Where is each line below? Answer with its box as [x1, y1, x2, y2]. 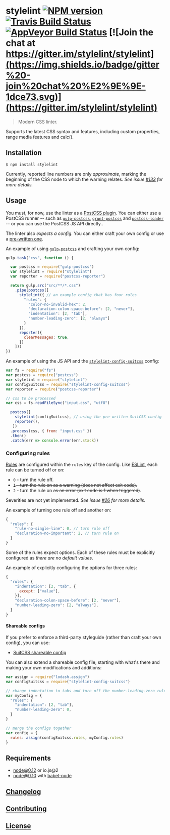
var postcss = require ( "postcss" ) [6, 373, 79, 378]
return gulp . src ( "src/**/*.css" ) [10, 283, 81, 288]
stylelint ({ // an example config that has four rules [19, 292, 137, 297]
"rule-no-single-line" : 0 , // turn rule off [15, 526, 110, 531]
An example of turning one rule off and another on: [6, 507, 111, 513]
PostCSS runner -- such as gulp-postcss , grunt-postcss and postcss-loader [6, 215, 164, 221]
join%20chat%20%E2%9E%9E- [6, 81, 146, 92]
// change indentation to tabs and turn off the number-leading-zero [6, 688, 155, 693]
